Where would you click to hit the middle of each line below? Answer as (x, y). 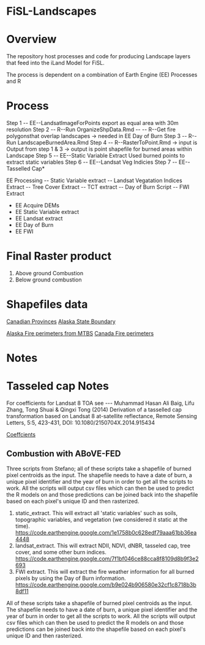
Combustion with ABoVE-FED (64, 454)
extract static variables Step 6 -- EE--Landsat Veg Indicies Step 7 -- (92, 162)
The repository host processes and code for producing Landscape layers (99, 56)
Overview (32, 40)
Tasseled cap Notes (58, 386)
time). (23, 526)
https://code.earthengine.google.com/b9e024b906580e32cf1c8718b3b (106, 584)
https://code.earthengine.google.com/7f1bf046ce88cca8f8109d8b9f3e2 (107, 559)
